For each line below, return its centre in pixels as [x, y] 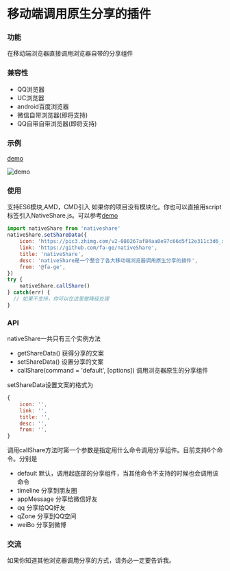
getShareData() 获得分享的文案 [61, 353]
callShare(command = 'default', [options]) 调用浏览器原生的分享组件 [113, 371]
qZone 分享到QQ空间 [47, 516]
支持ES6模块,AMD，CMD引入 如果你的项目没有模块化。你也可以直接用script [114, 207]
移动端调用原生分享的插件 [79, 14]
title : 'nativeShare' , [52, 254]
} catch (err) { [29, 292]
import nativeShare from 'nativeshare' [64, 229]
